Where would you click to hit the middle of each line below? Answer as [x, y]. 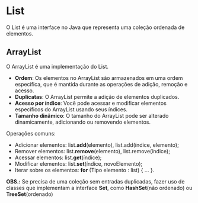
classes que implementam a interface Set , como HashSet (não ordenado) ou [99, 188]
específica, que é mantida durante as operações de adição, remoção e [101, 84]
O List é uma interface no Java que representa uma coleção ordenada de [95, 27]
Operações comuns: [31, 133]
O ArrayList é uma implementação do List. [57, 66]
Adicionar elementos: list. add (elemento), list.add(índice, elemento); [97, 145]
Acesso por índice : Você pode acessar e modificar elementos [91, 103]
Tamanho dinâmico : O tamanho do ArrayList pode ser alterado [92, 115]
